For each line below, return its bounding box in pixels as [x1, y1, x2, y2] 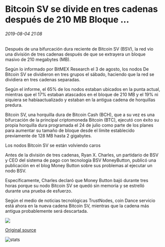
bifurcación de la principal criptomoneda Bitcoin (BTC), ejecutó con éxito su [5, 117, 159, 123]
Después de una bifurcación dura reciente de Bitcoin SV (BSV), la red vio [5, 46, 154, 52]
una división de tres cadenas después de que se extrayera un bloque [5, 51, 146, 58]
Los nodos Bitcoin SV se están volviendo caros [5, 142, 101, 148]
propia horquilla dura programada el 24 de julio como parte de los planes [5, 123, 154, 128]
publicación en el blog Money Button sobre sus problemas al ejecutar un [5, 163, 153, 169]
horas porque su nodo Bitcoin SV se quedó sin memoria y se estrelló [5, 183, 145, 189]
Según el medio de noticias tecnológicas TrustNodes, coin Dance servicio [5, 197, 156, 204]
